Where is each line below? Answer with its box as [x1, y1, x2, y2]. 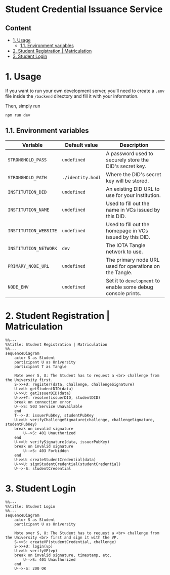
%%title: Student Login [5, 504, 56, 509]
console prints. [106, 290, 142, 297]
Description [119, 141, 149, 148]
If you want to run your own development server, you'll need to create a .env [5, 88, 165, 94]
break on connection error [14, 399, 71, 404]
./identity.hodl [62, 175, 101, 180]
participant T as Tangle [14, 364, 67, 369]
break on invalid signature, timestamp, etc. [14, 553, 112, 558]
